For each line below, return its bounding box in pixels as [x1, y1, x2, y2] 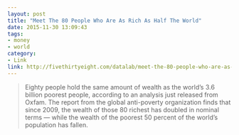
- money [7, 37, 31, 44]
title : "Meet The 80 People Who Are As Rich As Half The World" [7, 17, 202, 24]
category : [7, 50, 37, 58]
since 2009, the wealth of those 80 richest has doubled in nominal [24, 105, 219, 114]
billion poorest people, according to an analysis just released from [24, 90, 218, 99]
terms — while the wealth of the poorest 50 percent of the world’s [24, 113, 218, 121]
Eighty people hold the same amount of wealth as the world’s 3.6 [24, 82, 216, 91]
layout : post [7, 10, 46, 18]
